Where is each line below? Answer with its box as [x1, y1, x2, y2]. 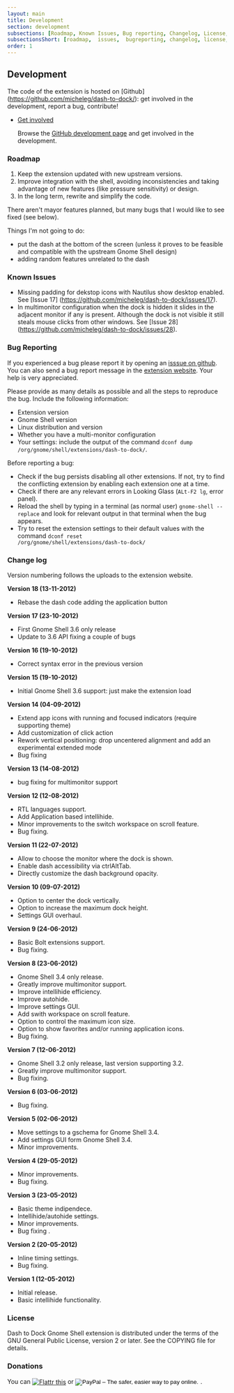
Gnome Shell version [17, 415, 77, 423]
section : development [7, 23, 70, 30]
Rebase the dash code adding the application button [17, 598, 168, 606]
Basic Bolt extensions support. [17, 938, 105, 947]
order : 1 [7, 43, 33, 50]
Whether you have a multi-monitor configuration [17, 430, 156, 439]
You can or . [7, 1377, 203, 1385]
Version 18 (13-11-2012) [7, 585, 77, 592]
